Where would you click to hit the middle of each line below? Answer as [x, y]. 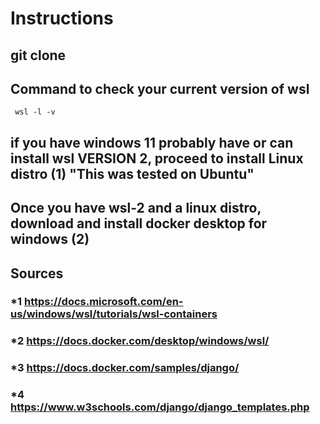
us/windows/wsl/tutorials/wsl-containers [114, 314]
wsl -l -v [35, 112]
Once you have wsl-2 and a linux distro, [136, 208]
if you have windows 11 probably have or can [152, 142]
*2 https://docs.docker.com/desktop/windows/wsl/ [140, 341]
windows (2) [50, 239]
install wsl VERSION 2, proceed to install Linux [157, 158]
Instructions [62, 18]
